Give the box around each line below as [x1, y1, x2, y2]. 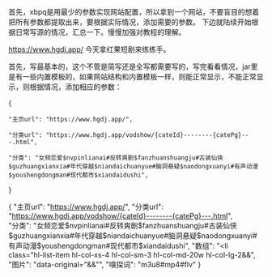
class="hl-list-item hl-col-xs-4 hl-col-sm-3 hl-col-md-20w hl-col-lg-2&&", [8, 250, 257, 259]
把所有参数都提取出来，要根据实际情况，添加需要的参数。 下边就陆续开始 [8, 17, 252, 27]
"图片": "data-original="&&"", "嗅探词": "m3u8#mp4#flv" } [8, 260, 202, 269]
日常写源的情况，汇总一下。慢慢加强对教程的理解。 [15, 28, 186, 36]
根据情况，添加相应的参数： [29, 82, 122, 92]
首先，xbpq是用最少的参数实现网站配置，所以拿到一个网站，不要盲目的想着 [8, 7, 260, 16]
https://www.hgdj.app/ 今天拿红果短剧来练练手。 [8, 45, 171, 54]
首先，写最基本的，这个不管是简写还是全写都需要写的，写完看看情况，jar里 [8, 62, 258, 71]
